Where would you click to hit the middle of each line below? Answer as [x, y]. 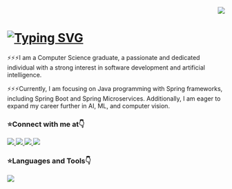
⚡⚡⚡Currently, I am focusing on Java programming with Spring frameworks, [115, 88]
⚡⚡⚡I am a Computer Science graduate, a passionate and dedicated [104, 57]
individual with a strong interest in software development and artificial [106, 67]
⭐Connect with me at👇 [46, 124]
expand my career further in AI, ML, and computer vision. [89, 106]
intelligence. [25, 74]
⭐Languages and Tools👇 [49, 161]
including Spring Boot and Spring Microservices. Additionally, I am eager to [114, 98]
